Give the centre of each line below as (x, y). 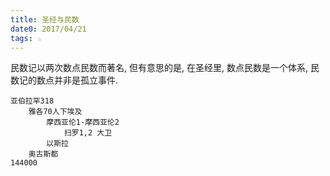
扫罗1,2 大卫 (88, 133)
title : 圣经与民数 (45, 19)
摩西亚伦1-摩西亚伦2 (83, 122)
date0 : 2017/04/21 (48, 29)
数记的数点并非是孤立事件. (64, 80)
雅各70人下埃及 (55, 112)
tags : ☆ (26, 38)
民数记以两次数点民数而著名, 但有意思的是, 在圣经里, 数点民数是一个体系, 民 (165, 68)
